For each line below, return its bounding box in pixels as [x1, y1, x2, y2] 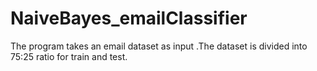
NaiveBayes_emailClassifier [10, 7, 248, 30]
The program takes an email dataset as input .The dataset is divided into [10, 40, 308, 52]
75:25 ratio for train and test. [10, 50, 128, 62]
